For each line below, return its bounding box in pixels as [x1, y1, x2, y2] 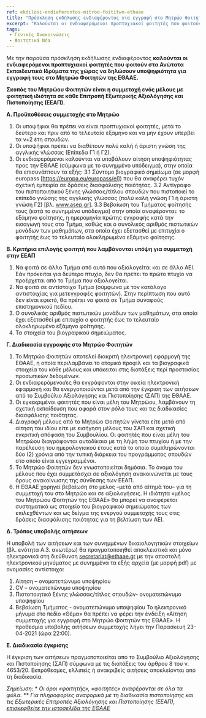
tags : [6, 26, 20, 33]
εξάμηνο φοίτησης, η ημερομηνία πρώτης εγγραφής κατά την [15, 214, 174, 221]
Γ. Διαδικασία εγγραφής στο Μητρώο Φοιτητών [6, 341, 133, 348]
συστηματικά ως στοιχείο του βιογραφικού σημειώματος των [15, 503, 172, 510]
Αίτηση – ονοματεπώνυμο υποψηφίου [15, 577, 111, 585]
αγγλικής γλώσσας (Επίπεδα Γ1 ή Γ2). [15, 149, 112, 156]
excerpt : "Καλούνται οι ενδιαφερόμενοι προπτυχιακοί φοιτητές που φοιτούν [6, 20, 202, 26]
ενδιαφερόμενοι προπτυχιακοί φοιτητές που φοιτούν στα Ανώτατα [6, 61, 184, 68]
